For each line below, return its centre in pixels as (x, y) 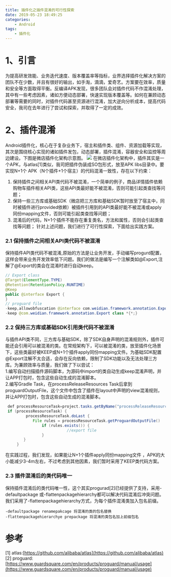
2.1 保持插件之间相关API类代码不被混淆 (53, 241)
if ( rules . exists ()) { (66, 425)
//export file (82, 430)
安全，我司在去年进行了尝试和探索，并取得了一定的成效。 (65, 107)
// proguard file (24, 304)
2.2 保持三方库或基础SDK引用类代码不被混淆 (60, 327)
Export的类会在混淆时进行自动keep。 (57, 266)
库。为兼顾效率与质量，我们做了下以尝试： (50, 365)
